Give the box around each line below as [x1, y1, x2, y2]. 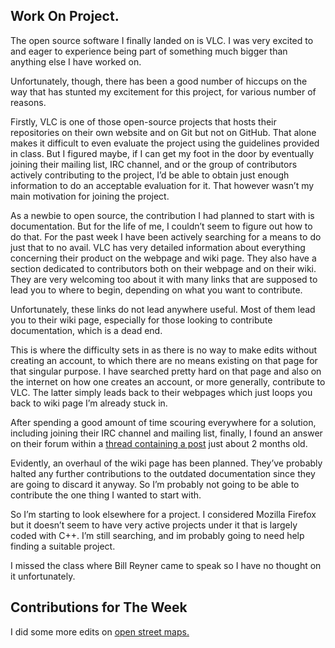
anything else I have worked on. [10, 55, 142, 68]
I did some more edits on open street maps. [10, 625, 190, 638]
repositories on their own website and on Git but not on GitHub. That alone [10, 126, 317, 138]
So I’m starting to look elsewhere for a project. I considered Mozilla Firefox [10, 508, 317, 520]
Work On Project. [10, 8, 120, 25]
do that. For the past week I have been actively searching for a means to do [10, 230, 322, 243]
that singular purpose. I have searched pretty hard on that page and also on [10, 365, 322, 377]
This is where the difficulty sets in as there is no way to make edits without [10, 344, 318, 356]
